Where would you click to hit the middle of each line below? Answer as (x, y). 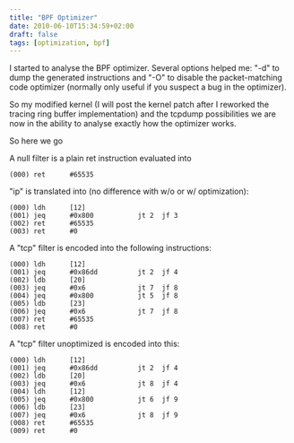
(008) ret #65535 (52, 423)
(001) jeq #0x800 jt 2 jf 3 (94, 216)
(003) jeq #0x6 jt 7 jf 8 (94, 288)
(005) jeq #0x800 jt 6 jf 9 (94, 400)
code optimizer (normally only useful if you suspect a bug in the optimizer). (148, 87)
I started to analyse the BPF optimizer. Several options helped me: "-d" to (145, 68)
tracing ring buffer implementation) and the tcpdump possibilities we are (143, 114)
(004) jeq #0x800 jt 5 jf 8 (94, 296)
